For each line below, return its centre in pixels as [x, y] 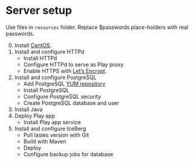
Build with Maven [45, 141]
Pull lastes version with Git [56, 135]
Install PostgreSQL [46, 90]
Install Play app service [52, 122]
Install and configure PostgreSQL [55, 77]
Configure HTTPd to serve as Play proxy [74, 65]
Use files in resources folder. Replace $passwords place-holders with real [97, 27]
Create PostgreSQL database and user [71, 102]
